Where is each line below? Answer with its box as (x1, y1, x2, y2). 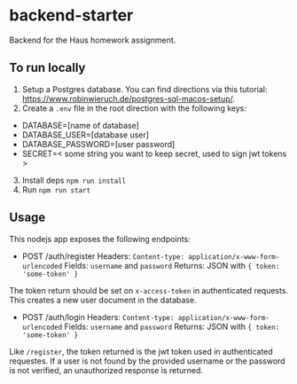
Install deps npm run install (21, 175, 127, 185)
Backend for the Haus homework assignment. (9, 35, 176, 45)
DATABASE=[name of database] (21, 120, 140, 130)
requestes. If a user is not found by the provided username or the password (9, 356, 285, 366)
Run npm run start (21, 184, 91, 195)
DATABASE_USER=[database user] (21, 129, 149, 140)
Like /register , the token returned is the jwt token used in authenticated (9, 346, 273, 357)
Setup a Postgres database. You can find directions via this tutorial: (21, 83, 268, 94)
